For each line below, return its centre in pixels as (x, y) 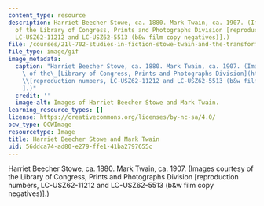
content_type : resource (47, 15)
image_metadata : (35, 60)
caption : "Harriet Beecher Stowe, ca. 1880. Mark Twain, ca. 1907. (128, 67)
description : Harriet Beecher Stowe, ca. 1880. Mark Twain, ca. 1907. (126, 23)
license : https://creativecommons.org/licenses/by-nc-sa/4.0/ (112, 117)
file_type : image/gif (44, 52)
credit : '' (33, 96)
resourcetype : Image (42, 132)
